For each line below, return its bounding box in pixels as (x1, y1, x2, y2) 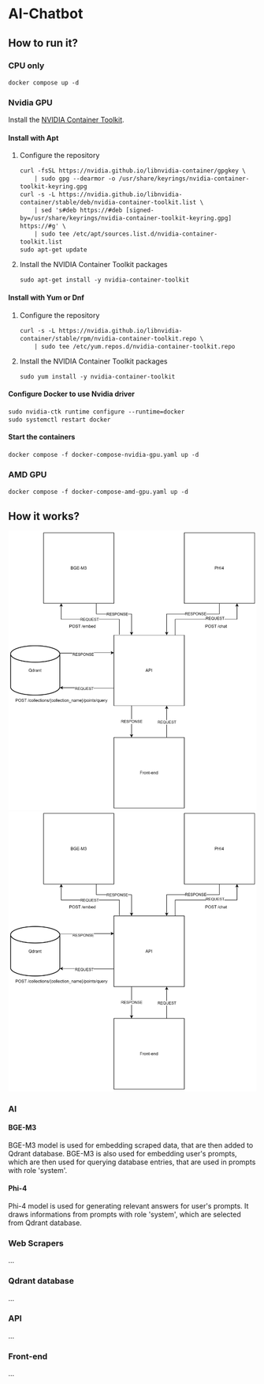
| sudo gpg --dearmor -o (34, 175, 116, 183)
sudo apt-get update (19, 246, 87, 254)
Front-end (8, 1351, 48, 1362)
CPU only (8, 60, 45, 71)
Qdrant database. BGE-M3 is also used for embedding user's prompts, (8, 1148, 238, 1158)
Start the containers (8, 432, 76, 442)
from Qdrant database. (8, 1218, 83, 1227)
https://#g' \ (19, 222, 66, 230)
